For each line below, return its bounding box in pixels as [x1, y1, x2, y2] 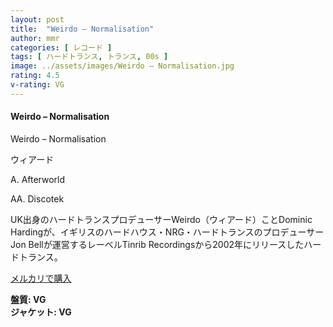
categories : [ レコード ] [10, 42, 113, 53]
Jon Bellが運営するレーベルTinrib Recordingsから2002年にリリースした [10, 238, 305, 250]
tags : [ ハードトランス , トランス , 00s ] [10, 52, 169, 62]
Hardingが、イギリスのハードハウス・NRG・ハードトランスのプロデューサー [10, 226, 325, 238]
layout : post [10, 14, 65, 25]
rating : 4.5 [10, 71, 60, 81]
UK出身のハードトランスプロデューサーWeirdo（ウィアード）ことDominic [10, 213, 313, 225]
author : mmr [10, 33, 60, 43]
